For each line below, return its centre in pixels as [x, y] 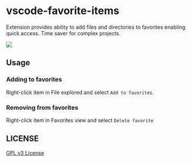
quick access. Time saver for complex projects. [63, 33]
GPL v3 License [25, 153]
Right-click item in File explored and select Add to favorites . [80, 92]
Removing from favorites [42, 107]
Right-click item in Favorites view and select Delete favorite [80, 120]
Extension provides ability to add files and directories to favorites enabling [96, 27]
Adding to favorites [34, 79]
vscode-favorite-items [63, 11]
